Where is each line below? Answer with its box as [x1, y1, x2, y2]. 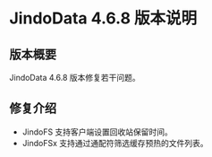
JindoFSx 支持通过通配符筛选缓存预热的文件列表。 [21, 137, 208, 148]
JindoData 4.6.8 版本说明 [9, 8, 198, 29]
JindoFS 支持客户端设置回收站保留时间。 [21, 126, 173, 137]
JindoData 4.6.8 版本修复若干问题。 [9, 73, 140, 83]
